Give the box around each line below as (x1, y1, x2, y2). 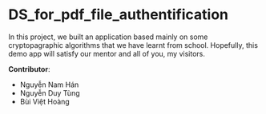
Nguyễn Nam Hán (19, 80, 79, 89)
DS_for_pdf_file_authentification (8, 6, 229, 24)
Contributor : (8, 64, 50, 73)
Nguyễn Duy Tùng (19, 88, 80, 97)
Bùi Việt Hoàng (19, 96, 70, 106)
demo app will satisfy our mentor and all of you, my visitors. (8, 49, 206, 58)
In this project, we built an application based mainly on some (8, 32, 208, 41)
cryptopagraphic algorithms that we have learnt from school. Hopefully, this (8, 40, 259, 49)
